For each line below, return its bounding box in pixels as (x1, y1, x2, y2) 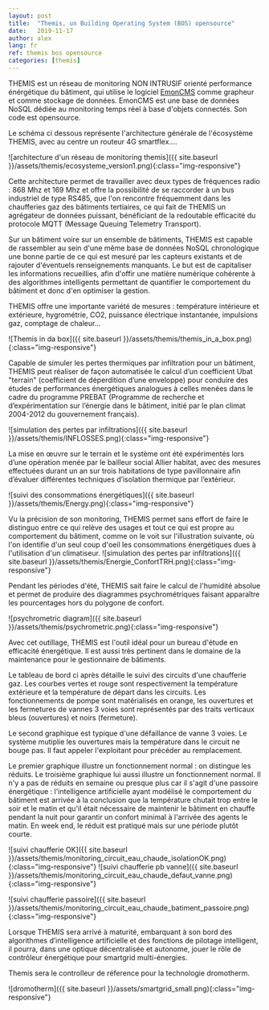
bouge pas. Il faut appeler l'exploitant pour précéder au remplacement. (8, 745, 243, 755)
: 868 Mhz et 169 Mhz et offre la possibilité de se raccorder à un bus (8, 185, 234, 194)
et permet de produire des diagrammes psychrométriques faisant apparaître (8, 589, 260, 599)
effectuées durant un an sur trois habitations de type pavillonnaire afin (8, 466, 241, 475)
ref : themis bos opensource (8, 49, 103, 57)
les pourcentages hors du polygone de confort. (8, 597, 165, 607)
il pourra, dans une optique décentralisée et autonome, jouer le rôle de (8, 944, 242, 954)
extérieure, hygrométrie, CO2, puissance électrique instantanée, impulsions (8, 310, 259, 320)
